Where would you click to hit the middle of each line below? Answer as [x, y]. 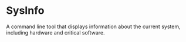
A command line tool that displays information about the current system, [93, 26]
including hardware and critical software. [55, 32]
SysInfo [25, 11]
